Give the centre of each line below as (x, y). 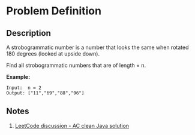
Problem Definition (54, 11)
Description (28, 33)
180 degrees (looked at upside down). (53, 54)
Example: (18, 77)
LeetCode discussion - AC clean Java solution (72, 125)
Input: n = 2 (24, 88)
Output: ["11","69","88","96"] (45, 93)
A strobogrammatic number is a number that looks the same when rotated (97, 47)
